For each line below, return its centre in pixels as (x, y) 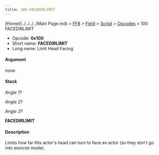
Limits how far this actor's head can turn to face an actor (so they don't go (79, 143)
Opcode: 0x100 (28, 38)
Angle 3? (14, 111)
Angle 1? (13, 93)
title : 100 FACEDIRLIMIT (30, 10)
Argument (16, 59)
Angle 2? (14, 102)
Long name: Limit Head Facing (43, 48)
